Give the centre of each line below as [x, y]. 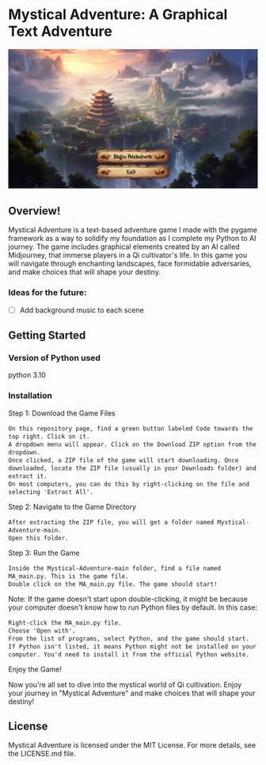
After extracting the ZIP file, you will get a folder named [111, 522]
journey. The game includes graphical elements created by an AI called [124, 247]
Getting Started [47, 336]
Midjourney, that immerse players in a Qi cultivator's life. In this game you [128, 255]
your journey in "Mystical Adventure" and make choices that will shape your [132, 693]
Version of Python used [55, 358]
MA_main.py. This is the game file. [68, 576]
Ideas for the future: [47, 293]
